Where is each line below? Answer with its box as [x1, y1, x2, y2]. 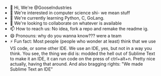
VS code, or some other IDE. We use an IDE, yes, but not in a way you [9, 46, 152, 51]
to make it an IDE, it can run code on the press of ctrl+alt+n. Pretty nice [9, 56, 156, 61]
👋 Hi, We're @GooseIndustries [9, 5, 72, 10]
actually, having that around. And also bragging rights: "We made [9, 61, 143, 67]
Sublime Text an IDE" [9, 66, 53, 72]
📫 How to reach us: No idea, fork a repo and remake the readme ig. [9, 26, 149, 31]
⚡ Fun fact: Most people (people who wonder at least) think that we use [9, 38, 156, 44]
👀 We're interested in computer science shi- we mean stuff [9, 10, 130, 16]
